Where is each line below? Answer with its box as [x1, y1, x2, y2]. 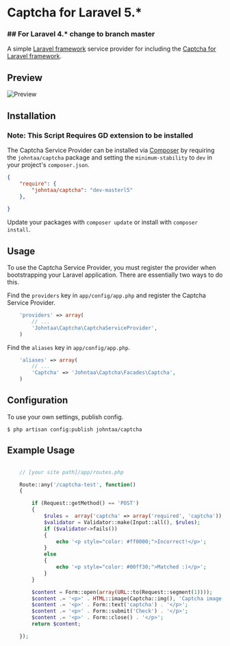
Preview [7, 72, 43, 84]
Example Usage [7, 445, 75, 456]
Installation [7, 110, 56, 121]
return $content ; [31, 621, 81, 628]
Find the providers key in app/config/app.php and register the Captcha [7, 291, 207, 299]
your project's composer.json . [7, 160, 90, 169]
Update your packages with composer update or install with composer [7, 218, 199, 227]
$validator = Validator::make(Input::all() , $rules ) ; [43, 519, 201, 525]
